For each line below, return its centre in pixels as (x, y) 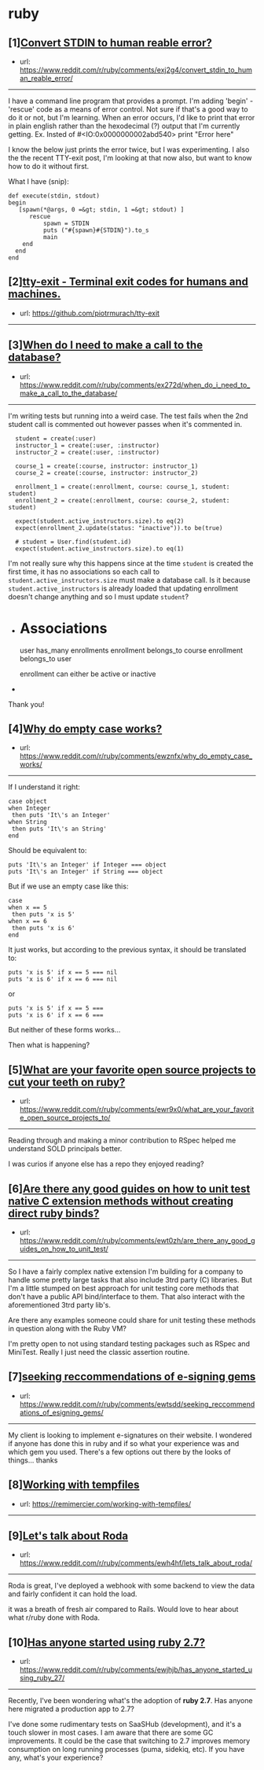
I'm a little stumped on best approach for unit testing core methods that (124, 1288)
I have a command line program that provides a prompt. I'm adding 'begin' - (131, 101)
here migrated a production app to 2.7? (71, 1709)
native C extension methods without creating (121, 1201)
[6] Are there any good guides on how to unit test (129, 1189)
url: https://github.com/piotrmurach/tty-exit (89, 313)
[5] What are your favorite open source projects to (132, 1070)
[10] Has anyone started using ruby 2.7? (107, 1642)
